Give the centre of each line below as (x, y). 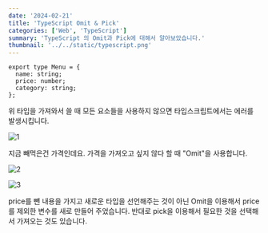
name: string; (39, 74)
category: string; (46, 89)
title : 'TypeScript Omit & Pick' (64, 23)
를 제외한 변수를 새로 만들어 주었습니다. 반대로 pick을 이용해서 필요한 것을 (123, 211)
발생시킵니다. (29, 121)
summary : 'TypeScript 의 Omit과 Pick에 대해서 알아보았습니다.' (107, 38)
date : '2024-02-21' (41, 16)
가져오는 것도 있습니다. (52, 221)
